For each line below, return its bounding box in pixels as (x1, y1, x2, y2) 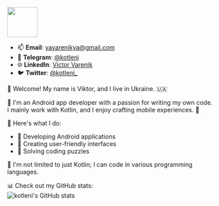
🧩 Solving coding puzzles (17, 147, 90, 155)
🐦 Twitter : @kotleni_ (17, 69, 78, 76)
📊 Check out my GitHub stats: (7, 182, 93, 189)
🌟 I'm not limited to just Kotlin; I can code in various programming (7, 161, 193, 168)
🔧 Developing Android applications (17, 132, 116, 141)
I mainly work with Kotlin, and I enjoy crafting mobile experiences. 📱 (7, 106, 200, 114)
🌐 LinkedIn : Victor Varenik (17, 61, 93, 68)
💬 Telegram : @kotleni (17, 53, 79, 61)
